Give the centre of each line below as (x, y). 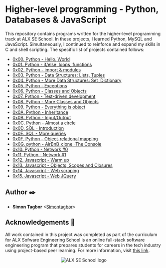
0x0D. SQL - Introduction (38, 128)
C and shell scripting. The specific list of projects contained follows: (75, 49)
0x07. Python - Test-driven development (54, 96)
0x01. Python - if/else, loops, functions (52, 64)
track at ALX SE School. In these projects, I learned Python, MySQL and (79, 39)
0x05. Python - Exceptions (40, 85)
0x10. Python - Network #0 (40, 149)
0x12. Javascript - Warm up (41, 160)
